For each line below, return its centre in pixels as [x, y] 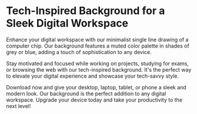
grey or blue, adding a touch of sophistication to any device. [79, 52]
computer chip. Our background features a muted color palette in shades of [98, 46]
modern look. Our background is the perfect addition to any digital [86, 93]
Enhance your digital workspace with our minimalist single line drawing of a [97, 39]
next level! [19, 106]
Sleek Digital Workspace [67, 23]
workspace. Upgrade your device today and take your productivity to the [94, 100]
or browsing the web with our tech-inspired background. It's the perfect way [99, 69]
